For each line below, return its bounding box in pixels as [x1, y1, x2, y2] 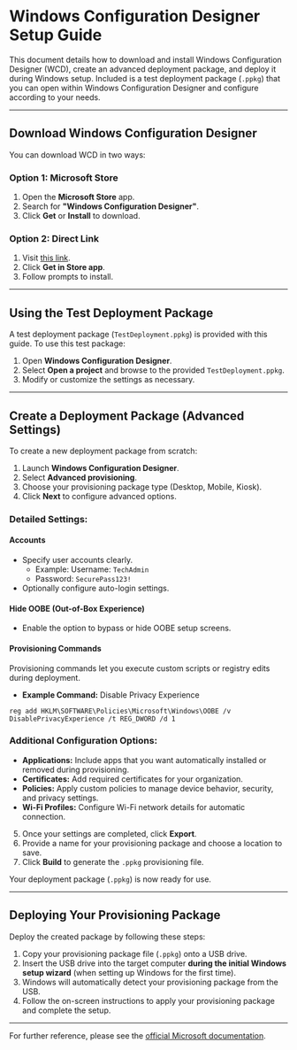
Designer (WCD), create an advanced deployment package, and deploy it [9, 64, 277, 74]
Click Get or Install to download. [21, 211, 141, 221]
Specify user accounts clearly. [21, 555, 133, 566]
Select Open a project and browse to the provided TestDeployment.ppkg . [21, 365, 286, 375]
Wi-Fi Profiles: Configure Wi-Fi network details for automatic [21, 801, 246, 812]
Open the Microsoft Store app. [21, 192, 135, 203]
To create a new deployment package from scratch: [9, 445, 198, 456]
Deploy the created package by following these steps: [9, 931, 206, 942]
